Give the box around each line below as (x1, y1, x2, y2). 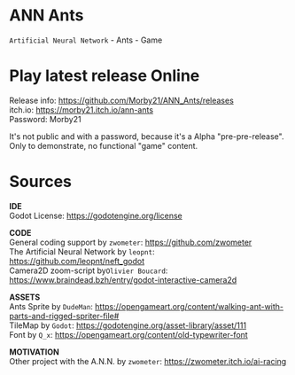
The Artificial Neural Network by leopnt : (9, 246, 155, 257)
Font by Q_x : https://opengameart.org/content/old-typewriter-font (9, 329, 248, 340)
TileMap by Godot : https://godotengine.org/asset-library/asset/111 (9, 320, 246, 331)
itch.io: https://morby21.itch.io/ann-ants (9, 104, 153, 115)
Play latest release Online (9, 66, 200, 86)
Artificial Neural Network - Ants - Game (9, 35, 163, 45)
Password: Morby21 (9, 113, 82, 124)
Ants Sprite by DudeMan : (9, 301, 93, 311)
